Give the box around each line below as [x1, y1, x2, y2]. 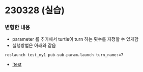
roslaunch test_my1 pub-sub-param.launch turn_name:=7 [5, 52, 124, 58]
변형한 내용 [5, 24, 31, 31]
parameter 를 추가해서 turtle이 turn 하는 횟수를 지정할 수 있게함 [12, 36, 139, 42]
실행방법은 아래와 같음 [12, 42, 56, 48]
